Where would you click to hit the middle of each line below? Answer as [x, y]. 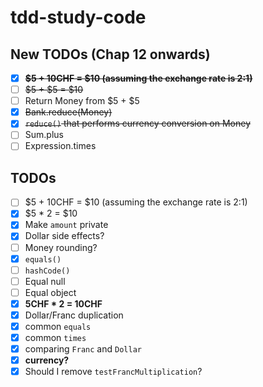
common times [55, 337]
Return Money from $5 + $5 [82, 101]
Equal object [50, 292]
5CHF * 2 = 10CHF [63, 303]
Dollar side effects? [64, 236]
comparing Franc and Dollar [83, 349]
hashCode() [47, 271]
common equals [58, 326]
